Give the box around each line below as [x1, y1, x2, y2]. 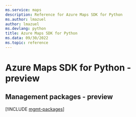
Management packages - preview [5, 93, 113, 101]
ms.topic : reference [5, 40, 49, 45]
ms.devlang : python [5, 26, 46, 31]
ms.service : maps [5, 7, 42, 13]
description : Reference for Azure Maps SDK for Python [5, 12, 123, 17]
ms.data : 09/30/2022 [5, 36, 49, 41]
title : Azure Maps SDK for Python [5, 31, 78, 36]
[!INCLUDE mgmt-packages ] [5, 106, 64, 112]
